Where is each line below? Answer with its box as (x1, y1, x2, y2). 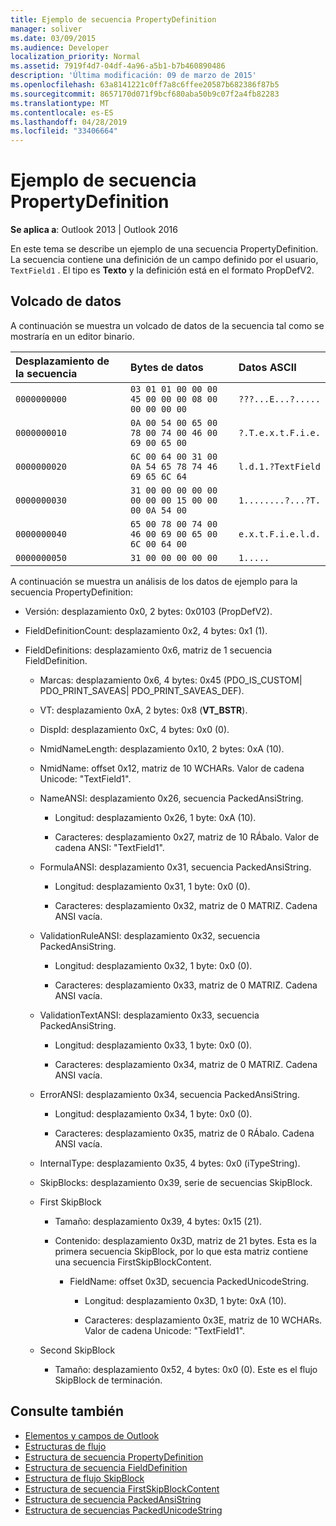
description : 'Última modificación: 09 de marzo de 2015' (10, 71, 257, 81)
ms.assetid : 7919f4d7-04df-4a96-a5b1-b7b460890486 (10, 61, 226, 71)
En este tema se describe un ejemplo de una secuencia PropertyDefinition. (10, 243, 319, 255)
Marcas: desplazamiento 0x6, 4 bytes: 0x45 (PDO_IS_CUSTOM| (39, 674, 303, 686)
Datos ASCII (238, 360, 297, 374)
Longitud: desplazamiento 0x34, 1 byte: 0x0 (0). (54, 1107, 253, 1120)
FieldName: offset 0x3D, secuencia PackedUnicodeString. (69, 1275, 310, 1287)
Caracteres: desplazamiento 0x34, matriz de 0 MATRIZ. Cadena (54, 1058, 318, 1070)
